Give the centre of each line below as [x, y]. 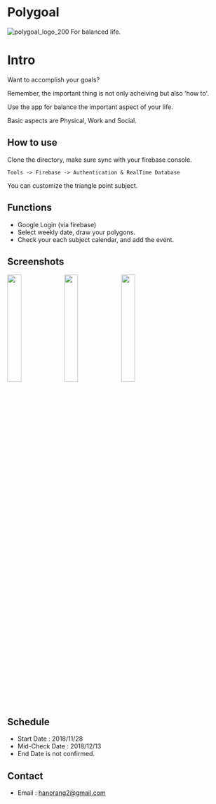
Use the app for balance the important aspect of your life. [90, 107]
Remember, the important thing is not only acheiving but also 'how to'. [108, 93]
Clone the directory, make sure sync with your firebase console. [100, 160]
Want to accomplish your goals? [54, 79]
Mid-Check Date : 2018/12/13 [59, 746]
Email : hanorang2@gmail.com [62, 793]
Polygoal [33, 12]
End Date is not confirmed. [56, 754]
